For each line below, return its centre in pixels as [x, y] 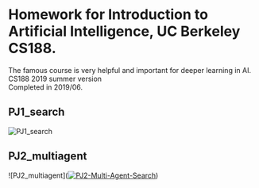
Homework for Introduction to [108, 15]
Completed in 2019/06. [46, 87]
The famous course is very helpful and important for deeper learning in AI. [130, 70]
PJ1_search [37, 112]
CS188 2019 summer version [55, 79]
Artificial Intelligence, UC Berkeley [124, 31]
